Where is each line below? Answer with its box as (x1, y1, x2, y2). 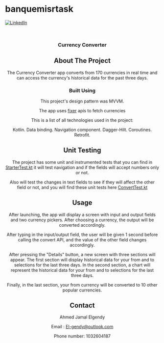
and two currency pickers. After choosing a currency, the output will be (10, 217, 154, 223)
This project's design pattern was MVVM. (40, 98, 124, 104)
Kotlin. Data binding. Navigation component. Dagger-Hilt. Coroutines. (12, 127, 152, 132)
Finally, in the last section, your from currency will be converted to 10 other (7, 282, 158, 288)
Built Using (69, 87, 96, 94)
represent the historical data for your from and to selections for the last (10, 267, 154, 273)
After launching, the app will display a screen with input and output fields (9, 211, 156, 217)
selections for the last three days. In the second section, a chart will (14, 262, 151, 268)
